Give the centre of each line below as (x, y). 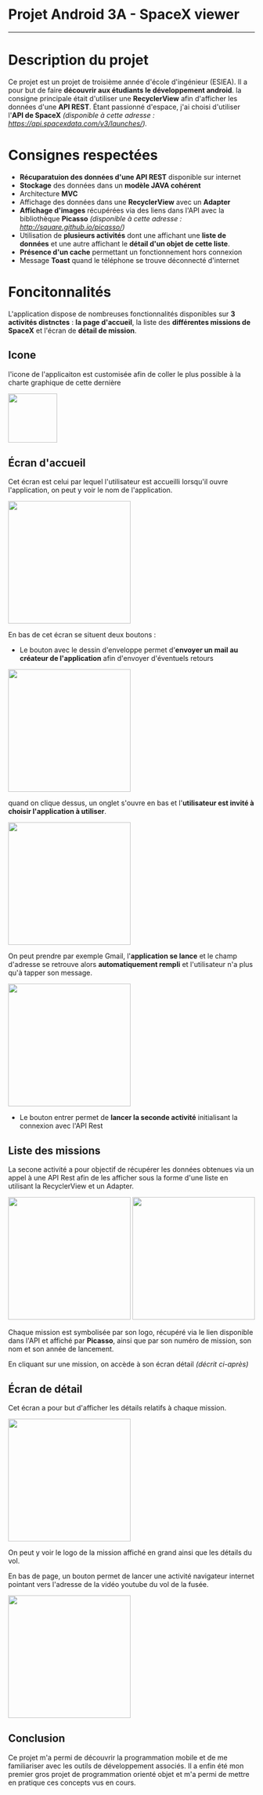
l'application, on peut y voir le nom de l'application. (90, 490)
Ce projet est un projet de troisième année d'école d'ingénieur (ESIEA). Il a (128, 82)
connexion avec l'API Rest (61, 1126)
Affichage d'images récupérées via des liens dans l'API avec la (122, 210)
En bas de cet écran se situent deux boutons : (82, 635)
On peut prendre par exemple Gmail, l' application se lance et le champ (122, 956)
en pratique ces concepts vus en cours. (72, 1782)
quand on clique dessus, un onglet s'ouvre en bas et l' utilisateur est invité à (131, 803)
